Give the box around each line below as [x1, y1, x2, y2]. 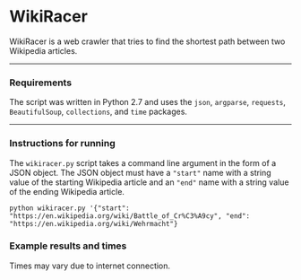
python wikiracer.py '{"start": [9, 204, 130, 213]
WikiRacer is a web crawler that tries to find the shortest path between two [9, 36, 286, 47]
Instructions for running [9, 137, 116, 150]
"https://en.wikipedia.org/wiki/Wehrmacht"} [9, 219, 178, 228]
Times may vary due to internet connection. [9, 260, 171, 271]
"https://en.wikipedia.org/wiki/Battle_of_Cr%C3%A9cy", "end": [9, 211, 251, 221]
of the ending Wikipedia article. [9, 186, 125, 197]
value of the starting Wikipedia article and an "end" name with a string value [9, 177, 289, 188]
